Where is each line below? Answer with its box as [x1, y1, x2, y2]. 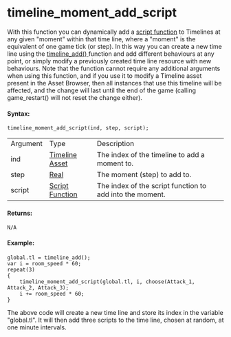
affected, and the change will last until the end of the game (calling [7, 86, 197, 94]
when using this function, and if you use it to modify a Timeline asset [7, 71, 202, 80]
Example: [7, 238, 35, 247]
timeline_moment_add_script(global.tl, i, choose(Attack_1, [19, 278, 195, 285]
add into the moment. [96, 190, 166, 199]
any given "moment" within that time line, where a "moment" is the [7, 34, 196, 43]
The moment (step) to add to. [96, 170, 192, 180]
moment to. [96, 159, 134, 168]
